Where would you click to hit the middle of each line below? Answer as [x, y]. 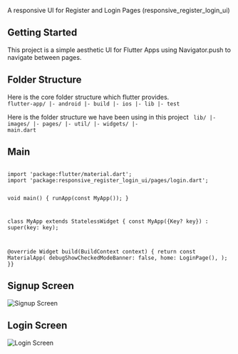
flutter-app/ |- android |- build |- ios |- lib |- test [94, 104]
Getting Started [42, 32]
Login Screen [37, 326]
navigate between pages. [45, 57]
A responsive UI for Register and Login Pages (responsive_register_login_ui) [119, 10]
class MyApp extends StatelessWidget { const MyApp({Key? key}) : [108, 222]
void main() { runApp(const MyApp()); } [68, 199]
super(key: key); [33, 228]
